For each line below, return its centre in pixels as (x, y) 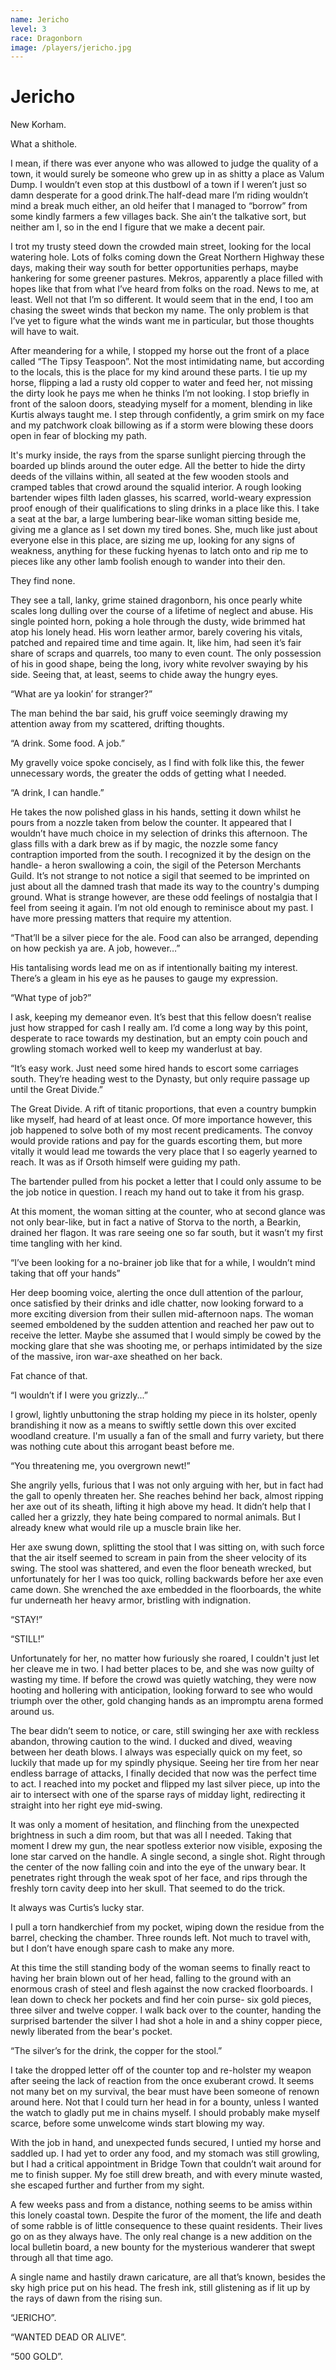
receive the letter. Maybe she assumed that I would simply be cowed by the (166, 1335)
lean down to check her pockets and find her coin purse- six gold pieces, (161, 2000)
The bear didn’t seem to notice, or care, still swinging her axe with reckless (165, 1731)
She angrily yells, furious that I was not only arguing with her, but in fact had (167, 1485)
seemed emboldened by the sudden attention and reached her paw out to (162, 1325)
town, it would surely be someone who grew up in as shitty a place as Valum (167, 174)
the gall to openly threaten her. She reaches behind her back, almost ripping (167, 1496)
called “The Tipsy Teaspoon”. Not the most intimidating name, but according (167, 362)
